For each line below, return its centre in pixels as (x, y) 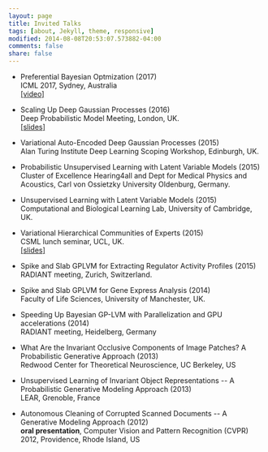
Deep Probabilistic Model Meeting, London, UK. (100, 118)
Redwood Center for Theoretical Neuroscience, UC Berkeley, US (128, 365)
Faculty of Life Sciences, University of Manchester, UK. (112, 299)
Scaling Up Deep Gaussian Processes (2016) (95, 110)
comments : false (36, 46)
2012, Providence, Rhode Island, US (80, 439)
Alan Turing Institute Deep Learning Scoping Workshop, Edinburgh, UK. (140, 151)
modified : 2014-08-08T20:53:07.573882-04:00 (85, 39)
